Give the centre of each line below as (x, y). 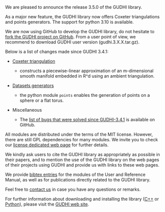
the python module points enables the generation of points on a (85, 95)
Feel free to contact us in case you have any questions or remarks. (73, 189)
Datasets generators (33, 85)
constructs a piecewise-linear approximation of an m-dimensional (87, 71)
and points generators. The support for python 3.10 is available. (70, 22)
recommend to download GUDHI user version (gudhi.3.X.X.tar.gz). (72, 42)
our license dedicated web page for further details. (57, 145)
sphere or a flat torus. (42, 100)
